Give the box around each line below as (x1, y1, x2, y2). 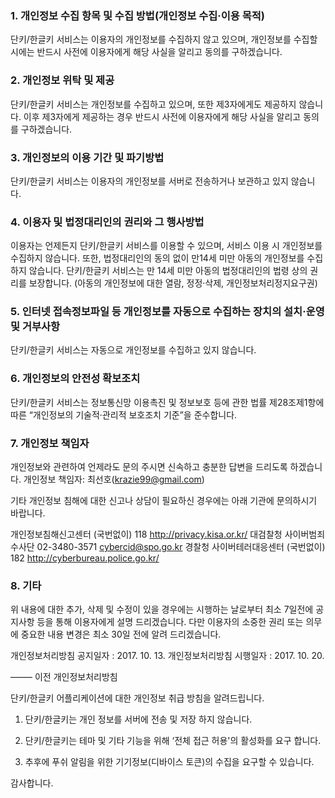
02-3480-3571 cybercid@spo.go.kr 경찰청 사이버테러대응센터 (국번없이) (36, 541, 326, 553)
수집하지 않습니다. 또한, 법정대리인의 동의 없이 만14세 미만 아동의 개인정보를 (10, 252, 305, 264)
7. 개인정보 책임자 (10, 436, 90, 450)
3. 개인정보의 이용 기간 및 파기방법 (10, 150, 165, 164)
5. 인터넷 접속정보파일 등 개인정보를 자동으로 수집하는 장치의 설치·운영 (10, 305, 325, 319)
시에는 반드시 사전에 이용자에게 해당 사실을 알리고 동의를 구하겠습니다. (10, 46, 283, 58)
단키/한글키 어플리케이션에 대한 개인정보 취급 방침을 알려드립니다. (10, 692, 265, 704)
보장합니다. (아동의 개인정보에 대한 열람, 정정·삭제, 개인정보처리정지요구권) (28, 277, 318, 289)
